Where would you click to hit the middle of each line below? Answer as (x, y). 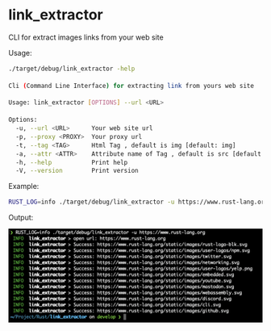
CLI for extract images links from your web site (86, 37)
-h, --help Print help (72, 162)
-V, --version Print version (77, 171)
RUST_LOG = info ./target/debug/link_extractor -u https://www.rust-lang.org (138, 202)
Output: (21, 218)
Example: (24, 186)
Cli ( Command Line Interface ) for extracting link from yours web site (131, 86)
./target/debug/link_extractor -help (72, 69)
